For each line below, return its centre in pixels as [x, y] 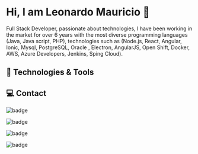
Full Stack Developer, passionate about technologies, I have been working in [99, 28]
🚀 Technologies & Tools [50, 73]
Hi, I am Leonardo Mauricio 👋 [78, 12]
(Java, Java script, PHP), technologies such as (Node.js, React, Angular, [94, 41]
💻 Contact [26, 93]
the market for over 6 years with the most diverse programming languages [97, 34]
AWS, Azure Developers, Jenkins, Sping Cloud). [65, 53]
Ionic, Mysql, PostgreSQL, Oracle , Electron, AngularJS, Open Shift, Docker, [98, 47]
